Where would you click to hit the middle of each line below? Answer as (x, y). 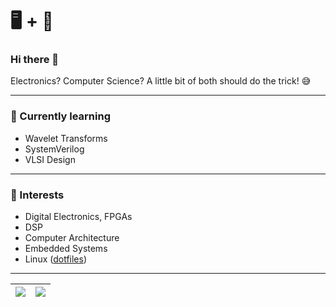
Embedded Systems (66, 249)
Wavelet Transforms (66, 138)
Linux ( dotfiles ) (56, 259)
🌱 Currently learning (60, 116)
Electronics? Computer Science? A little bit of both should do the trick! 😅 (161, 81)
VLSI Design (50, 159)
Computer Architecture (72, 238)
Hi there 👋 (35, 60)
